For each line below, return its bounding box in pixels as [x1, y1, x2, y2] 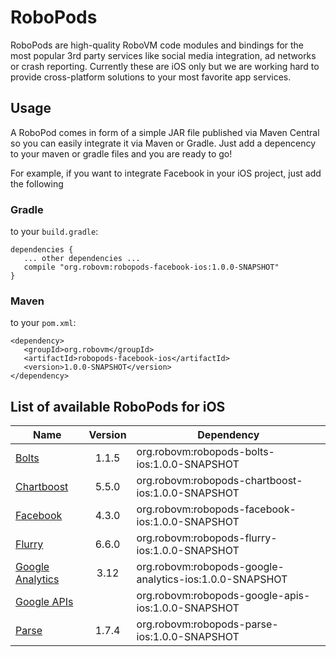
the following [10, 177, 64, 190]
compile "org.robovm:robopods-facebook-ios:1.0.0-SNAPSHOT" [23, 262, 280, 273]
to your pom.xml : [10, 317, 77, 329]
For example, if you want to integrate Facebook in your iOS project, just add [10, 167, 322, 179]
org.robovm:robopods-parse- [136, 617, 279, 631]
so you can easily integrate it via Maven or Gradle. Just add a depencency [10, 137, 317, 149]
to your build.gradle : [10, 226, 99, 238]
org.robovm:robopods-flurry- [136, 531, 278, 545]
